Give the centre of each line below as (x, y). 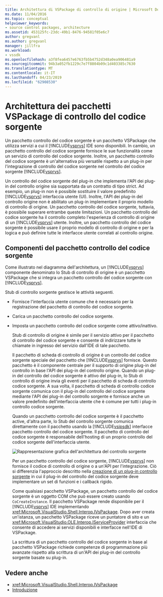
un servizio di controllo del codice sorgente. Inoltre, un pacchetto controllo (80, 156)
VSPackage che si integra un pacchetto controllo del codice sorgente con (79, 278)
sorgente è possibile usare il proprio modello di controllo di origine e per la (79, 228)
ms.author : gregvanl (26, 41)
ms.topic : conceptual (27, 19)
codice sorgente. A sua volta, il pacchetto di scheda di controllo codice (83, 386)
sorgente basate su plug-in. (40, 558)
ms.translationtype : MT (29, 69)
